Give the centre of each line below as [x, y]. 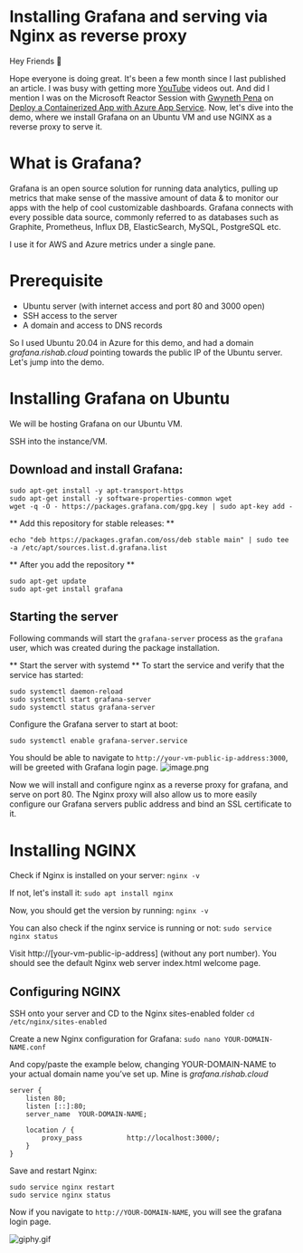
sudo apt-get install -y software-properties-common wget [121, 498]
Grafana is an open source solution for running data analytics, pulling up [144, 188]
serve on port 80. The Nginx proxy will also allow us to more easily [133, 795]
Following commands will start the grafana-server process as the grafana [146, 638]
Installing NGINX [73, 851]
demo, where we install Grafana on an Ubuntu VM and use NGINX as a [141, 117]
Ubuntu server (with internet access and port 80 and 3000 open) [143, 306]
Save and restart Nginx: [53, 1171]
